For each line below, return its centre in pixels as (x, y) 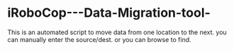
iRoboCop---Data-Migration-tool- (109, 13)
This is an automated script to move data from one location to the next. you (117, 32)
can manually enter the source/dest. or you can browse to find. (99, 39)
